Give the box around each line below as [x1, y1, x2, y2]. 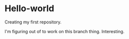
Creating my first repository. [4, 19, 62, 25]
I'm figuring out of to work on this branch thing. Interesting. [4, 28, 125, 34]
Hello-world [4, 3, 55, 14]
